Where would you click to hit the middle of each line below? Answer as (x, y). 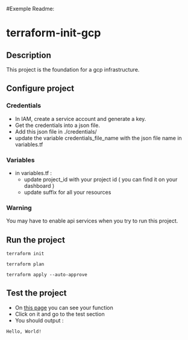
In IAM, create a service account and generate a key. (80, 119)
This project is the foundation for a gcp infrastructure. (73, 70)
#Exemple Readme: (30, 9)
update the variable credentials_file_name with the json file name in (98, 138)
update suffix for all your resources (67, 192)
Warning (19, 208)
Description (29, 55)
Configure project (40, 89)
